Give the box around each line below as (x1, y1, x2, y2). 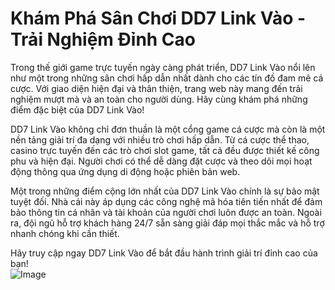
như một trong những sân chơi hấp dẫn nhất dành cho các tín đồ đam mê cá (10, 72, 324, 84)
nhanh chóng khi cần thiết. (10, 227, 120, 239)
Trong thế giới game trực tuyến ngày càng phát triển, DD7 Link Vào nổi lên (10, 61, 316, 73)
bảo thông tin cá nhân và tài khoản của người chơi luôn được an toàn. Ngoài (10, 206, 322, 218)
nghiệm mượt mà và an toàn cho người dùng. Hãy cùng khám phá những (10, 93, 308, 105)
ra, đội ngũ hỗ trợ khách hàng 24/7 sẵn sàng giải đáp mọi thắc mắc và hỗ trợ (10, 217, 325, 229)
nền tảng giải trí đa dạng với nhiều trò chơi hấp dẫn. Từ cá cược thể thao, (10, 133, 310, 146)
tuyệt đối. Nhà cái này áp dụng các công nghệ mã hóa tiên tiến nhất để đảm (10, 195, 323, 207)
